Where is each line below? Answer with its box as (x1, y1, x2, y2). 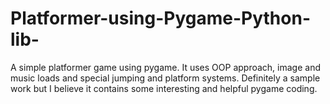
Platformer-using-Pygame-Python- (10, 7, 311, 30)
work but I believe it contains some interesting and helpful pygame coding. (10, 82, 318, 94)
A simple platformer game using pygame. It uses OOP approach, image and (10, 61, 321, 73)
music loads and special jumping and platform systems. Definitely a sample (10, 72, 321, 84)
